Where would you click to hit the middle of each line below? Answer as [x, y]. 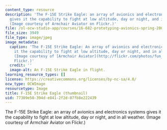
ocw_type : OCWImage [25, 84]
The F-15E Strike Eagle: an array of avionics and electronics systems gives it [83, 112]
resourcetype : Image [27, 88]
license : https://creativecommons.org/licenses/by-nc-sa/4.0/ [71, 79]
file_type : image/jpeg [29, 38]
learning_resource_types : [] [35, 75]
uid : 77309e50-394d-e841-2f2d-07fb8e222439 [51, 98]
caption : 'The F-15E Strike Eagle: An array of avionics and [74, 47]
